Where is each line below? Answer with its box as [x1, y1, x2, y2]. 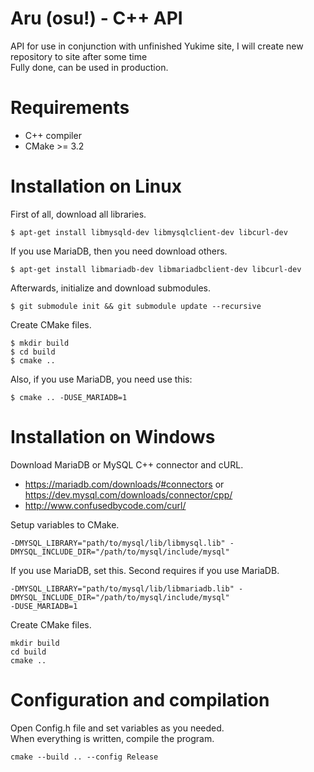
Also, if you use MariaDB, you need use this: [10, 373, 193, 385]
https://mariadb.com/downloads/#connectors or [24, 478, 225, 490]
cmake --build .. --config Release [10, 752, 159, 762]
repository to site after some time [10, 50, 148, 62]
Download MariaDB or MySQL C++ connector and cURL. [10, 458, 244, 471]
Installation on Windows [10, 426, 216, 448]
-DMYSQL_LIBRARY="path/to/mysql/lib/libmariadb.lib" [10, 583, 235, 594]
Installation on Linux [10, 175, 182, 198]
